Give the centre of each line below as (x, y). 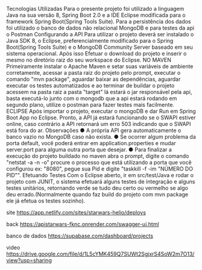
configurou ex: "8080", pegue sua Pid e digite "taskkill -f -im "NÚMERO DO (100, 169)
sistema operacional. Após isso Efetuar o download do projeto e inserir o (96, 53)
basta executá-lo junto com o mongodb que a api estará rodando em (92, 98)
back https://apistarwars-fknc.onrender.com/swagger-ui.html (83, 224)
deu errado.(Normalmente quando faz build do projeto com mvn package (97, 194)
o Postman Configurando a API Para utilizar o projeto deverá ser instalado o (100, 34)
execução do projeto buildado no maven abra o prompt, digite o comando (98, 156)
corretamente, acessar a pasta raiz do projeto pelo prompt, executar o (93, 73)
